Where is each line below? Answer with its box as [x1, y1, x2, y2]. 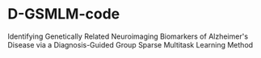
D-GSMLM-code [7, 5, 120, 23]
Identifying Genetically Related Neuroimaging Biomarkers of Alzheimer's [7, 31, 248, 41]
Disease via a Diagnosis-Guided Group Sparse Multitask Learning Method [7, 39, 254, 49]
